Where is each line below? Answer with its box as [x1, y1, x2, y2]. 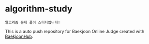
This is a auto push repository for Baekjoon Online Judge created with [5, 28, 145, 34]
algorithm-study [5, 3, 73, 14]
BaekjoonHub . [5, 33, 33, 39]
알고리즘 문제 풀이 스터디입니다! [5, 20, 60, 25]
